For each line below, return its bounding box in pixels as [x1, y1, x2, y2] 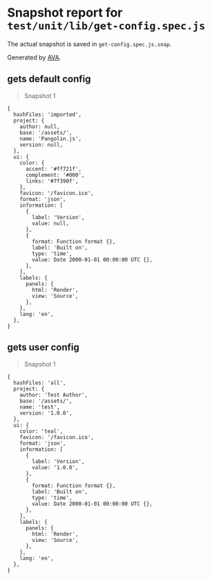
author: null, [19, 123, 60, 130]
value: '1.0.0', [32, 464, 79, 471]
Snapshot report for [7, 5, 123, 21]
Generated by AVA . [7, 53, 61, 62]
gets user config [7, 342, 79, 353]
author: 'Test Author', [19, 391, 88, 398]
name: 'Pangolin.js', [19, 135, 81, 142]
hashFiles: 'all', [13, 379, 67, 386]
